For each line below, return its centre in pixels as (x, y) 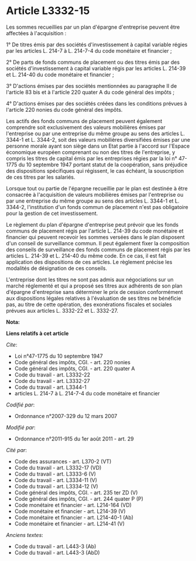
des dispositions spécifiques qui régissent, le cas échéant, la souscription (95, 170)
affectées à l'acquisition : (36, 33)
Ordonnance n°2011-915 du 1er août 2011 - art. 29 (74, 439)
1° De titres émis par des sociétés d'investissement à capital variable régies (97, 45)
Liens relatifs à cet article (37, 333)
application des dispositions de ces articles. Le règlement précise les (89, 262)
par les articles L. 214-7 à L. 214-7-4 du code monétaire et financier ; (89, 50)
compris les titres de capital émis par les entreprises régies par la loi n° (92, 158)
